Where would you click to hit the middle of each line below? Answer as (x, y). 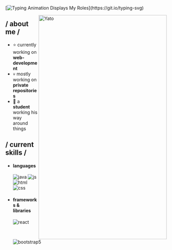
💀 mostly (21, 74)
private (20, 85)
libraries (22, 211)
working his (25, 112)
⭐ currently (25, 45)
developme (25, 63)
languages (24, 165)
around (20, 123)
